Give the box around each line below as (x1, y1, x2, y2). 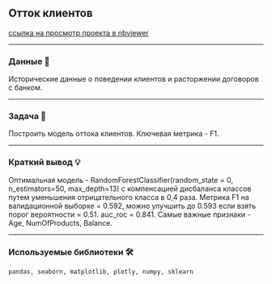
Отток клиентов (8, 6, 93, 20)
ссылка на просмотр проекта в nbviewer (8, 28, 149, 37)
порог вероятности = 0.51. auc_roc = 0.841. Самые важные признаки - (8, 210, 251, 219)
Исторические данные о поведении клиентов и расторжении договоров (8, 74, 259, 84)
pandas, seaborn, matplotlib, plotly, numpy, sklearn (8, 268, 194, 276)
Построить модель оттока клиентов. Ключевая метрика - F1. (8, 129, 220, 138)
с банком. (8, 83, 43, 92)
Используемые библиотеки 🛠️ (8, 246, 134, 257)
